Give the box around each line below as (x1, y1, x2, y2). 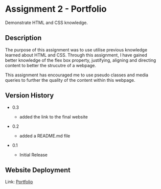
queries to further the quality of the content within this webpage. (5, 77, 136, 83)
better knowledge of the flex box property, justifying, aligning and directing (5, 57, 157, 63)
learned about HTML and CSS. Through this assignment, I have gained (5, 52, 148, 58)
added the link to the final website (19, 114, 88, 119)
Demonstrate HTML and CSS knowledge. (5, 20, 88, 25)
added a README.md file (19, 133, 70, 139)
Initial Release (19, 152, 48, 158)
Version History (5, 92, 54, 100)
